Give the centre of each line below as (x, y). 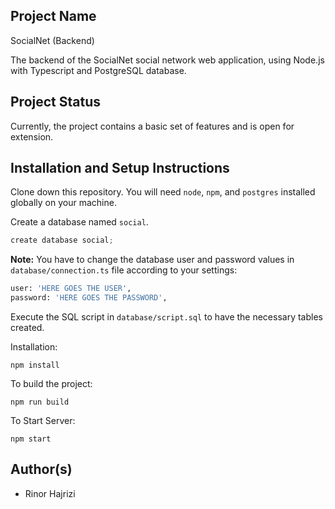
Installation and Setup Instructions (120, 168)
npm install (35, 365)
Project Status (56, 102)
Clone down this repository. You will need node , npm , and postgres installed (163, 192)
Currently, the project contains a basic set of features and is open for (152, 126)
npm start (31, 439)
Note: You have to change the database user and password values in (152, 260)
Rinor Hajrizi (50, 493)
